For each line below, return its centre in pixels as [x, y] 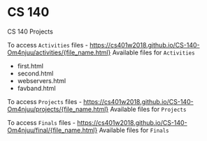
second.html [35, 73]
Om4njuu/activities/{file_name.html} [59, 52]
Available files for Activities [154, 52]
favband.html [36, 88]
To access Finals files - [41, 122]
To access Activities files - [48, 45]
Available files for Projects [148, 109]
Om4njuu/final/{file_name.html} [52, 130]
